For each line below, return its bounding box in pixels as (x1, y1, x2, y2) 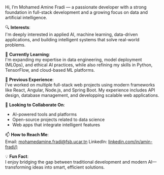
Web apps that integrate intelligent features (12, 122, 100, 127)
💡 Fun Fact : (5, 153, 29, 159)
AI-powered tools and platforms (12, 112, 77, 117)
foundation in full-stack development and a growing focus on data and (5, 9, 148, 15)
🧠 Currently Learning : (5, 52, 50, 57)
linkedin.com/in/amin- (108, 139, 153, 145)
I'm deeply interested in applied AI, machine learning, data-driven (5, 31, 138, 37)
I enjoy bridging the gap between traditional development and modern (5, 159, 147, 165)
